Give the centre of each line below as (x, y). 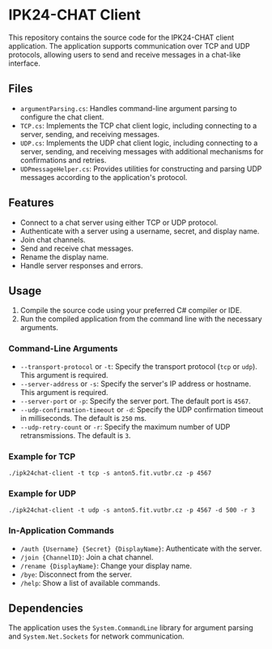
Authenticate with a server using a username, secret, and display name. (140, 231)
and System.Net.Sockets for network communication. (96, 636)
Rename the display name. (64, 256)
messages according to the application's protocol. (104, 177)
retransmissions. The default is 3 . (75, 435)
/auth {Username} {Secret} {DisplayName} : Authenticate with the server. (141, 548)
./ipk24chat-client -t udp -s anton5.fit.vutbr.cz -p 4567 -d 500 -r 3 (132, 510)
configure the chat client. (62, 117)
